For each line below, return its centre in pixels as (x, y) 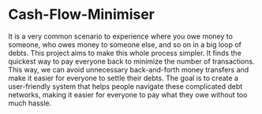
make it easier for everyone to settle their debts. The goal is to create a (124, 78)
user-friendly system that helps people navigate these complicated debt (125, 86)
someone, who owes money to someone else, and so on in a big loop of (125, 44)
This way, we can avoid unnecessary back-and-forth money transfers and (129, 69)
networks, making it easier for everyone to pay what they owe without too (128, 94)
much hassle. (30, 103)
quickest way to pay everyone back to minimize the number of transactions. (131, 61)
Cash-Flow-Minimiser (82, 15)
